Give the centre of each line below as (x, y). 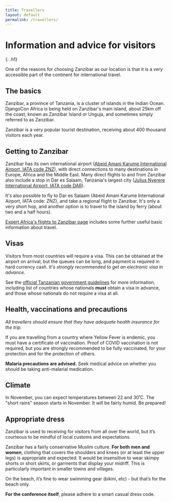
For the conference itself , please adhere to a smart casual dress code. (80, 494)
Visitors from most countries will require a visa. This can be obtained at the (84, 256)
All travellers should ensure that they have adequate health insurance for (82, 321)
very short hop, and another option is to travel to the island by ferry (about (84, 206)
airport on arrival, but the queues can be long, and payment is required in (82, 261)
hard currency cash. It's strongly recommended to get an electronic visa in (84, 267)
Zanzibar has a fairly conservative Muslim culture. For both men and (78, 447)
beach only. (18, 485)
